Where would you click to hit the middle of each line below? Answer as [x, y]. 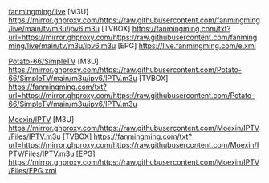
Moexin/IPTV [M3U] [41, 119]
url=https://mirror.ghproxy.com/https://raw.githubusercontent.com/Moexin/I [134, 145]
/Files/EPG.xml [33, 171]
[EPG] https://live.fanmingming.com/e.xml [187, 46]
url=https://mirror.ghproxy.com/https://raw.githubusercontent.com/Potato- [132, 95]
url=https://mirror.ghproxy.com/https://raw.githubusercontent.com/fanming [133, 37]
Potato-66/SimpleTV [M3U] [53, 61]
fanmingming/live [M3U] [49, 12]
